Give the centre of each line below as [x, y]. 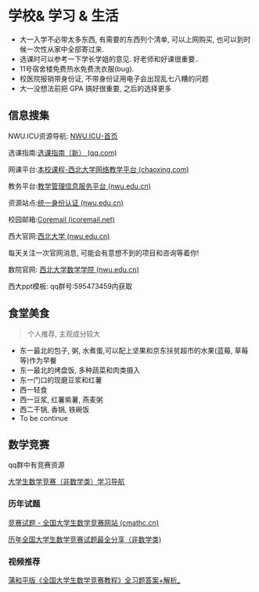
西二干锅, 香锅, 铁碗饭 [54, 409]
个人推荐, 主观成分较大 [63, 334]
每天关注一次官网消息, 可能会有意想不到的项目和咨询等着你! [104, 253]
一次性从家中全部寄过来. [65, 49]
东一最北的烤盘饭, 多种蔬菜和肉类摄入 [80, 370]
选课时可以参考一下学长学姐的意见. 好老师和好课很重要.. [109, 59]
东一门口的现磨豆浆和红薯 [61, 380]
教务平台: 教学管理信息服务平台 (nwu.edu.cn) [79, 186]
